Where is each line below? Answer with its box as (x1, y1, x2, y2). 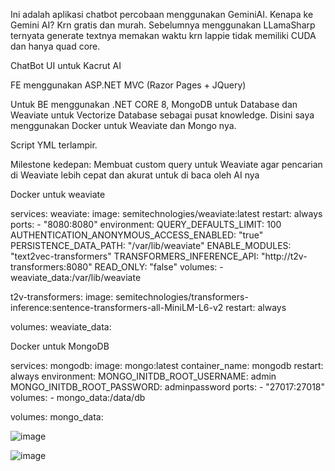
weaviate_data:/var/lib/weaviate (10, 272, 142, 283)
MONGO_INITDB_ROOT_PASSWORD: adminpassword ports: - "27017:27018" (10, 381, 326, 393)
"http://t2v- (261, 250, 308, 262)
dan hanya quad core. (10, 40, 101, 52)
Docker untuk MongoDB (10, 340, 110, 352)
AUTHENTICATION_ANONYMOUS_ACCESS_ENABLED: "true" (10, 229, 264, 241)
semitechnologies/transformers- (115, 291, 249, 303)
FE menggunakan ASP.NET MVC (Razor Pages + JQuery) (10, 79, 247, 91)
